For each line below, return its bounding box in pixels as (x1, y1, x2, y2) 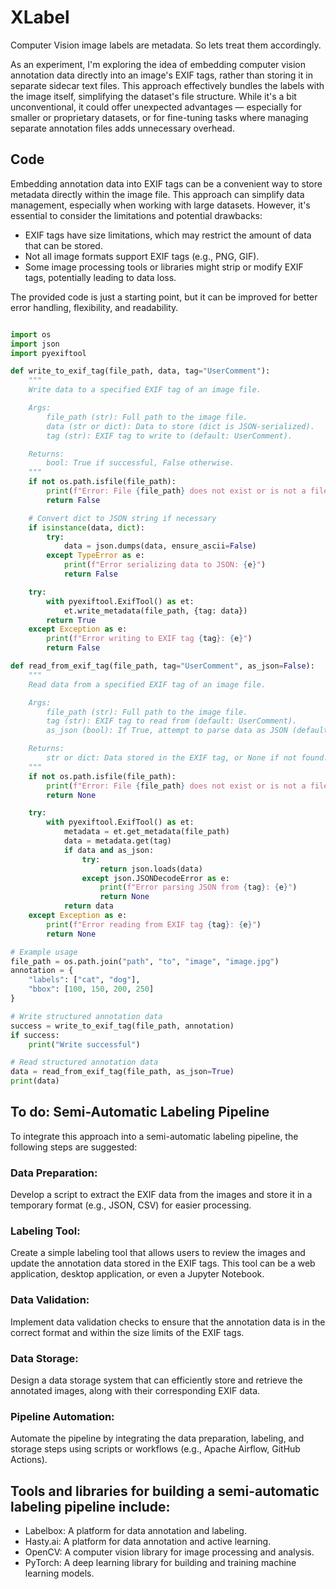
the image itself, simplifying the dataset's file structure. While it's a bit (10, 90, 297, 102)
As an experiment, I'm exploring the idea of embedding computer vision (10, 58, 306, 70)
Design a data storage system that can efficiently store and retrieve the (10, 1374, 303, 1386)
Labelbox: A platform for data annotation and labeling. (24, 1525, 247, 1537)
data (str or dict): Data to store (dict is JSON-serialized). (46, 421, 315, 431)
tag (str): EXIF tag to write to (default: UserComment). (46, 431, 293, 441)
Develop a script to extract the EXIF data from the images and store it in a (10, 1189, 313, 1201)
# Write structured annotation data (10, 1011, 163, 1021)
